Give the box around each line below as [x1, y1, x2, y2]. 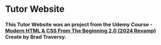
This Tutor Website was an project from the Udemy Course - [5, 21, 153, 28]
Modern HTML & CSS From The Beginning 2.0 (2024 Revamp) [5, 27, 156, 34]
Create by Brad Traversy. [5, 34, 67, 41]
